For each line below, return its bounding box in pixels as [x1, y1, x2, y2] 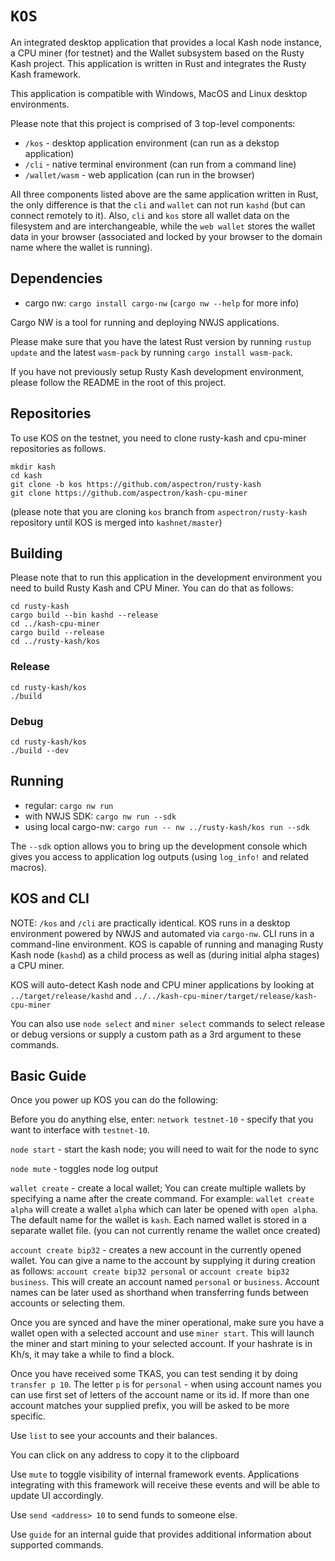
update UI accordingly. [10, 1490, 104, 1502]
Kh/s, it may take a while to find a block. [10, 1348, 175, 1361]
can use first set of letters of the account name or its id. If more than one [10, 1389, 310, 1401]
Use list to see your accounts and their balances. [10, 1430, 218, 1442]
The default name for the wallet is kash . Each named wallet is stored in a [10, 1214, 307, 1226]
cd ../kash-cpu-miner [10, 619, 101, 629]
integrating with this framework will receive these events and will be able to [10, 1479, 321, 1491]
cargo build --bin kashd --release [10, 610, 159, 621]
